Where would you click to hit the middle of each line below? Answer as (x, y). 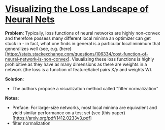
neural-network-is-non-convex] (37, 59)
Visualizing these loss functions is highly (113, 59)
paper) (118, 113)
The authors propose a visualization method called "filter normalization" (85, 88)
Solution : (15, 79)
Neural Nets (30, 19)
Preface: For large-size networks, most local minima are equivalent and (84, 107)
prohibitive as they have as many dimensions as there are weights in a (76, 64)
